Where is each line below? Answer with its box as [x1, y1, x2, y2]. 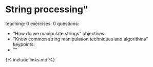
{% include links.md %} [5, 56, 55, 62]
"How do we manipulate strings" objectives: [12, 30, 106, 36]
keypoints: [12, 41, 35, 47]
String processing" [5, 4, 88, 15]
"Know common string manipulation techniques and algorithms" [12, 36, 148, 42]
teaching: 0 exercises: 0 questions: [5, 20, 80, 27]
